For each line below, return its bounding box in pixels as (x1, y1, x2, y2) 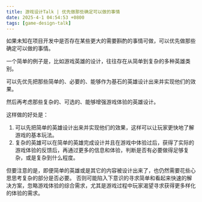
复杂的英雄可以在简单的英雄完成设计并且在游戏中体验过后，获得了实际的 (14, 139, 194, 147)
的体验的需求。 (6, 189, 43, 197)
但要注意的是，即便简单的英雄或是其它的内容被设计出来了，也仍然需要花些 (6, 167, 191, 174)
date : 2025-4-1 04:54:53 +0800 (6, 14, 85, 21)
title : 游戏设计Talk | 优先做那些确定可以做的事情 (6, 8, 120, 15)
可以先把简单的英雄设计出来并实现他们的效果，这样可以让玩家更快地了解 (14, 124, 194, 131)
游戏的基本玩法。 (14, 131, 58, 139)
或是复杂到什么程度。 (25, 154, 79, 162)
